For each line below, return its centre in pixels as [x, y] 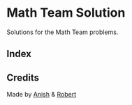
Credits [23, 78]
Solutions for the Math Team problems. [63, 32]
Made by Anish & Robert [42, 95]
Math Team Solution [66, 13]
